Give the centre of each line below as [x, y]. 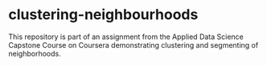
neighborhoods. [35, 53]
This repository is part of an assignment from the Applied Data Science [126, 37]
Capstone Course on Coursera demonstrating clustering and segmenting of [133, 45]
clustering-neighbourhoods [103, 15]
